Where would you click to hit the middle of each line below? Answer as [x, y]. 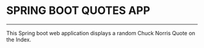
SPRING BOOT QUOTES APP [78, 11]
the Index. [19, 39]
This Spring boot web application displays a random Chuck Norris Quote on [101, 33]
